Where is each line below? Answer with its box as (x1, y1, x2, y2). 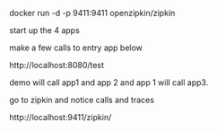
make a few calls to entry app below (9, 42, 143, 53)
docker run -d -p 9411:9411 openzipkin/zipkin (9, 8, 176, 18)
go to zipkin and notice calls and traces (9, 94, 155, 105)
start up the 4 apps (9, 25, 81, 35)
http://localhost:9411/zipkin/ (9, 112, 112, 122)
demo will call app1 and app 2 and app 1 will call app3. (9, 77, 209, 88)
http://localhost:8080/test (9, 60, 105, 70)
